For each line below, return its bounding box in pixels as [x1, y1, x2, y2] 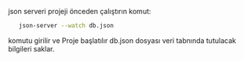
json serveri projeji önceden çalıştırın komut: [8, 7, 151, 16]
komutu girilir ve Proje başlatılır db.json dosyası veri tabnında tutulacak [8, 35, 237, 45]
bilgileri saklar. [8, 44, 55, 53]
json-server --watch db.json [18, 22, 114, 30]
